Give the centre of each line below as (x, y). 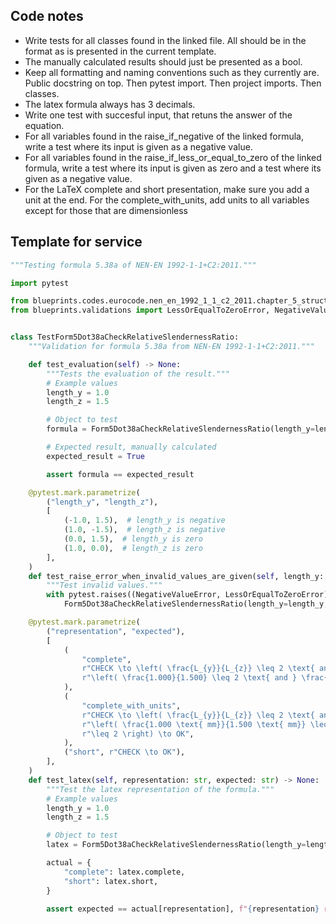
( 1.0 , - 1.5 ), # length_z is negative (144, 530)
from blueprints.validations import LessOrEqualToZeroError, (140, 310)
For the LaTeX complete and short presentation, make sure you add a (167, 189)
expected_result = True (95, 456)
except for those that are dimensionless (106, 210)
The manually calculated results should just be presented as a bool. (163, 61)
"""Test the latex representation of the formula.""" (160, 789)
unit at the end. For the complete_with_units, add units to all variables (167, 200)
